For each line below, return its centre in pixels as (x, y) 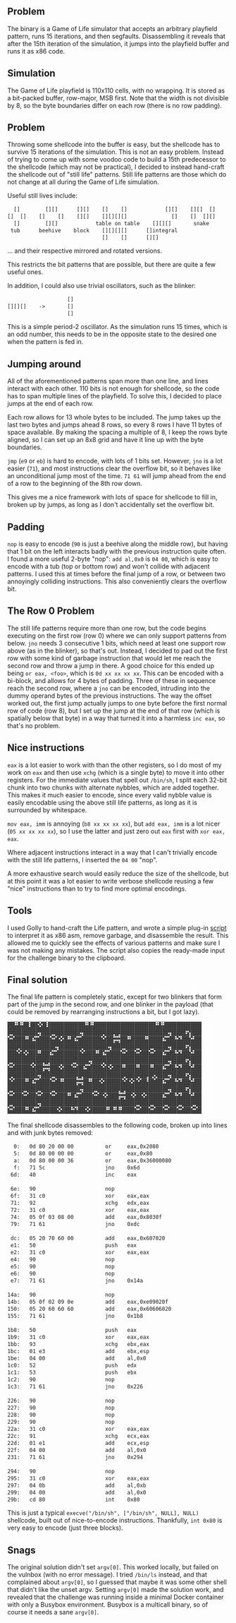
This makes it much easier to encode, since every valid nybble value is (110, 795)
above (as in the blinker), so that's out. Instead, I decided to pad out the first (117, 650)
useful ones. (25, 272)
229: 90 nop (61, 1422)
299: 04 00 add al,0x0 (77, 1493)
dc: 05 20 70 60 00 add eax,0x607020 (88, 1239)
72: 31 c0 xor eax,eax (80, 1211)
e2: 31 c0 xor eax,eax (80, 1253)
